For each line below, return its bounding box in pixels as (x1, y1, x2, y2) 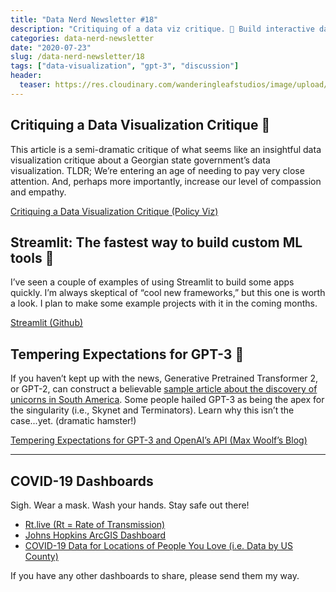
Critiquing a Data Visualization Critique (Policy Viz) (10, 205, 219, 217)
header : (10, 71, 43, 81)
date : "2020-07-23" (10, 42, 92, 53)
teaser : (19, 80, 52, 90)
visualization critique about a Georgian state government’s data (10, 154, 271, 166)
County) (24, 551, 59, 562)
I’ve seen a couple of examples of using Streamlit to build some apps (10, 276, 295, 288)
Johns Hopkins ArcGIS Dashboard (24, 529, 167, 541)
